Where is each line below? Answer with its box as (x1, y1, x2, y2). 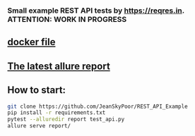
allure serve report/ (7, 123, 71, 130)
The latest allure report (7, 60, 111, 72)
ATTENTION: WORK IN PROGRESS (7, 14, 127, 24)
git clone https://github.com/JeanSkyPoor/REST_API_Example (7, 103, 189, 110)
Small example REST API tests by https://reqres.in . (7, 6, 185, 16)
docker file (7, 36, 56, 48)
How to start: (7, 84, 66, 97)
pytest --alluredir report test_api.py (7, 116, 125, 123)
